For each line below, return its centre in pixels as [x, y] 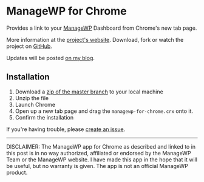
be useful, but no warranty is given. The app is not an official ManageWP [97, 166]
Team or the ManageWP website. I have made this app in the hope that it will [102, 160]
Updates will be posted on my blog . [51, 58]
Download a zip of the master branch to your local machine [89, 92]
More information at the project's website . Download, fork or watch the [95, 39]
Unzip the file [32, 98]
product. [17, 172]
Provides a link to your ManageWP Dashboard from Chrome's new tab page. [102, 28]
